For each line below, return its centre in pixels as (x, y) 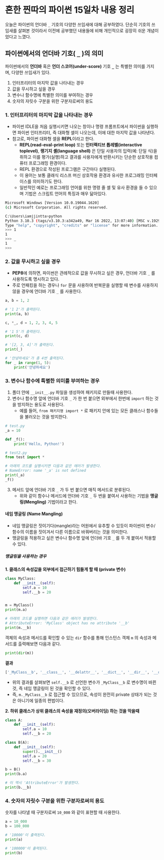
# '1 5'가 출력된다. (23, 332)
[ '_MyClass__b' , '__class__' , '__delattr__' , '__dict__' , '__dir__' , (77, 672)
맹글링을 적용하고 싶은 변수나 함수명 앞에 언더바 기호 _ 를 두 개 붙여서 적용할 (84, 538)
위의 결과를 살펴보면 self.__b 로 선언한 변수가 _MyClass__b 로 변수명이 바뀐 (84, 682)
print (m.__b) (18, 628)
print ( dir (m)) (20, 653)
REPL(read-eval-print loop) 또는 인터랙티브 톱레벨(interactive (81, 145)
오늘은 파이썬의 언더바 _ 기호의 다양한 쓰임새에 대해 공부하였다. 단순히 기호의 (78, 24)
